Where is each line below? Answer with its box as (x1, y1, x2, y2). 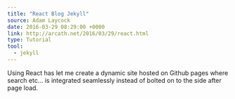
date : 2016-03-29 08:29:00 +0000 (7, 23, 105, 30)
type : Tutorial (7, 37, 52, 44)
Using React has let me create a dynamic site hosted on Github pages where (7, 68, 229, 77)
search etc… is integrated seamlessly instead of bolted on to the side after (7, 76, 222, 84)
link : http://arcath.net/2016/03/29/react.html (7, 29, 149, 37)
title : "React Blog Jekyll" (7, 10, 90, 18)
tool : (7, 43, 23, 50)
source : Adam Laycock (7, 17, 71, 24)
